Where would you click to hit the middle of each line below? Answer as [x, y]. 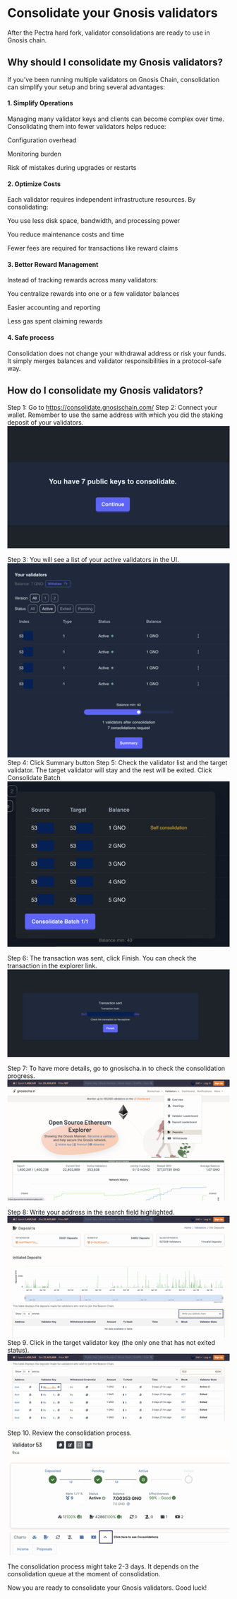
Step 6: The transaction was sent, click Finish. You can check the [102, 958]
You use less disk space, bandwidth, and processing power [94, 221]
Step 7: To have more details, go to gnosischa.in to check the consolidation [116, 1068]
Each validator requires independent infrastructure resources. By [102, 200]
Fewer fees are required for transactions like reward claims [93, 248]
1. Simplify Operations [40, 103]
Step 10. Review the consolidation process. [69, 1433]
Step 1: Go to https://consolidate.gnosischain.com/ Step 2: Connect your [113, 408]
